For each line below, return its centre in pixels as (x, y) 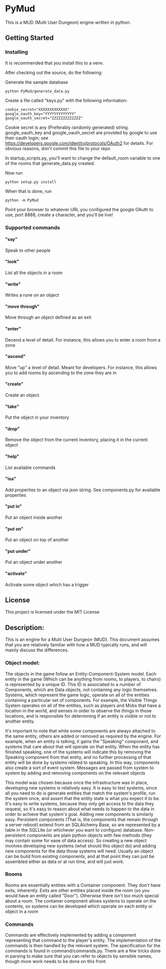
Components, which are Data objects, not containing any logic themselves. (82, 689)
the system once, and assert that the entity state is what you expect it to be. (83, 798)
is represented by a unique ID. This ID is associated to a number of (73, 684)
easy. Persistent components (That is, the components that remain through (82, 819)
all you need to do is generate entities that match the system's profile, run (80, 793)
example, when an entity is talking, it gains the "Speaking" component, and (82, 741)
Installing (17, 52)
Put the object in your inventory (37, 417)
